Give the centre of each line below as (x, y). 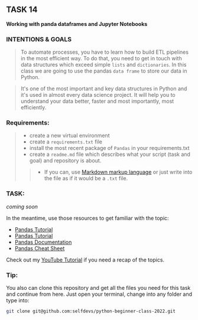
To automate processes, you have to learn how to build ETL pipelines (105, 52)
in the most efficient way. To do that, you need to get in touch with (101, 58)
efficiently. (33, 107)
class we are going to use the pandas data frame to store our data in (104, 71)
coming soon (22, 207)
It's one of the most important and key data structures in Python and (104, 89)
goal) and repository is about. (65, 161)
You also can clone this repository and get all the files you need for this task (98, 288)
